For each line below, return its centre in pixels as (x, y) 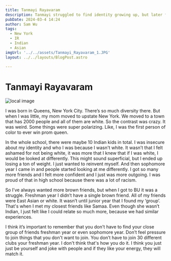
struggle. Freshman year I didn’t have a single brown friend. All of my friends (85, 195)
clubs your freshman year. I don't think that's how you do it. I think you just (83, 243)
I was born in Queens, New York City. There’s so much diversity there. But (83, 111)
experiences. (19, 217)
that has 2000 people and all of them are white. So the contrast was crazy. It (85, 122)
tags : (11, 29)
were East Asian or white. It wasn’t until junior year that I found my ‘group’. (83, 201)
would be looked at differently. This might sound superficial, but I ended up (84, 159)
